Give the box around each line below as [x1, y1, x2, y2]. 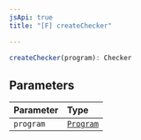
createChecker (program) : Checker [9, 53, 132, 62]
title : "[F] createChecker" [9, 21, 113, 30]
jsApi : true [9, 12, 53, 22]
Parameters [9, 77, 75, 93]
